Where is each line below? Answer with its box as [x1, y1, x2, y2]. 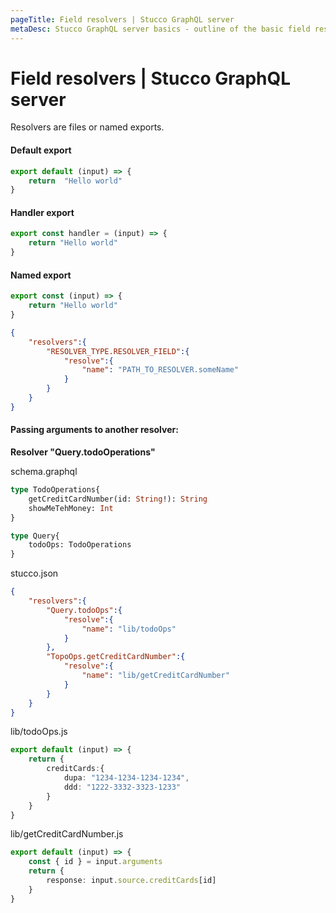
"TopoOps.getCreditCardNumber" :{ [46, 652, 186, 662]
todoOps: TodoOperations [28, 540, 132, 550]
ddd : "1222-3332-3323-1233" [63, 782, 182, 792]
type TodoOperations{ [10, 485, 101, 495]
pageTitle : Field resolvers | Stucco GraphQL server [10, 14, 235, 25]
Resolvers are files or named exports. [10, 121, 165, 133]
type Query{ [10, 531, 60, 541]
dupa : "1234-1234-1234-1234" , [63, 773, 190, 783]
